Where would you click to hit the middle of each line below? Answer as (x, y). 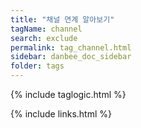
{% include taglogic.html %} (68, 94)
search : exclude (44, 38)
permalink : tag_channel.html (71, 47)
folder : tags (37, 66)
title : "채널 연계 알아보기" (62, 19)
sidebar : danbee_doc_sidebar (71, 57)
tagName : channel (46, 29)
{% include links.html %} (61, 114)
